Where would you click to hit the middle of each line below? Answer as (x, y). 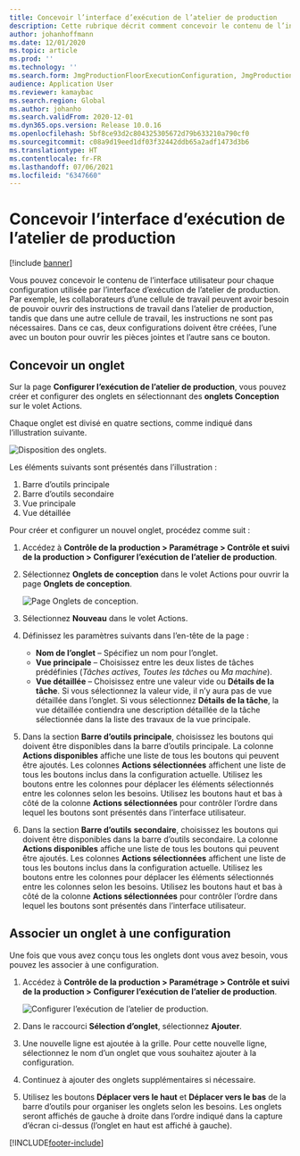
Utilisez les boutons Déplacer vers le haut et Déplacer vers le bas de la (154, 1097)
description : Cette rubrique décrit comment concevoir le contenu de (142, 26)
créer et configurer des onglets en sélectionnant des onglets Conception (144, 396)
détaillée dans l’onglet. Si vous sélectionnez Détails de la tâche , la (157, 700)
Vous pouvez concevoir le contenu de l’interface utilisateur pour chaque (142, 280)
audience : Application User (62, 84)
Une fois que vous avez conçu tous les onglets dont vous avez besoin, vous (149, 955)
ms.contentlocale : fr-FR (55, 158)
